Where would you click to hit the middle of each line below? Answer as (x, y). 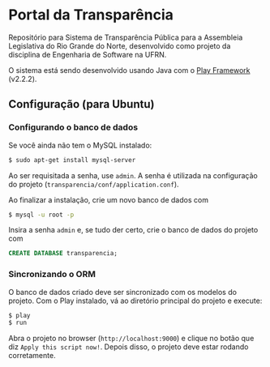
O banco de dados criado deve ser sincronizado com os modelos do (123, 292)
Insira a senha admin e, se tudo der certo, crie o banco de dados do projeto (133, 230)
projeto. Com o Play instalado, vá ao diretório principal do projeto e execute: (135, 301)
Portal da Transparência (91, 15)
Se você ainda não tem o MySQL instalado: (80, 145)
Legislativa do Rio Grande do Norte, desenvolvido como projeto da (120, 45)
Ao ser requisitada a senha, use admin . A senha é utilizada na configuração (133, 175)
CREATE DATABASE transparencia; (63, 254)
